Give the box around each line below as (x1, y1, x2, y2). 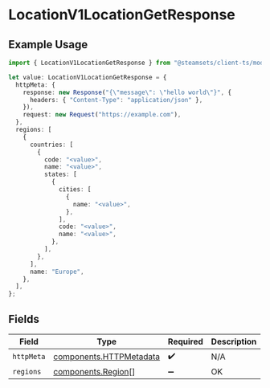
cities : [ (59, 186, 92, 194)
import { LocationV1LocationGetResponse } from (8, 59, 171, 67)
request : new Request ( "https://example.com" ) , (22, 111, 182, 119)
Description (211, 336, 257, 347)
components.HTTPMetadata (53, 351, 161, 362)
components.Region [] (53, 366, 136, 377)
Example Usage (8, 38, 88, 51)
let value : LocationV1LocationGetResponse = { (8, 73, 167, 81)
